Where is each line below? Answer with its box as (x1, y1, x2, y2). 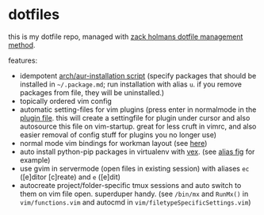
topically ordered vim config (19, 96, 113, 106)
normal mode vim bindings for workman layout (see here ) (19, 138, 208, 148)
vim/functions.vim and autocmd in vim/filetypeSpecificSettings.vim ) (19, 197, 251, 207)
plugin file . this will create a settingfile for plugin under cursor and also (19, 113, 251, 122)
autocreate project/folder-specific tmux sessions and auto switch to (19, 180, 242, 190)
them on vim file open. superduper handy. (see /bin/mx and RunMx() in (19, 189, 249, 198)
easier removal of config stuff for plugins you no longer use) (19, 129, 216, 140)
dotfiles (8, 6, 60, 24)
